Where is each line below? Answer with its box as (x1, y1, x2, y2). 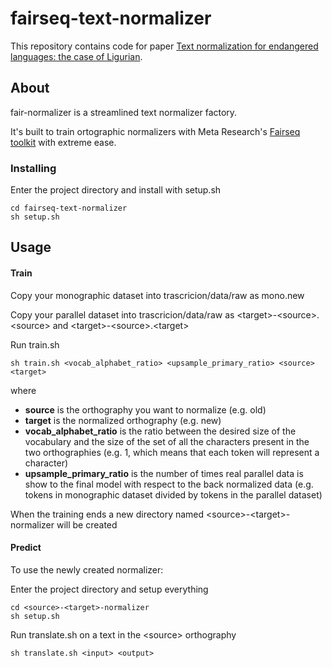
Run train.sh (10, 338, 60, 351)
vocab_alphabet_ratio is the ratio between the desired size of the (24, 425, 297, 437)
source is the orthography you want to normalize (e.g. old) (24, 403, 267, 416)
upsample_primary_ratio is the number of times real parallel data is (24, 467, 304, 479)
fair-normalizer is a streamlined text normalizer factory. (10, 106, 238, 118)
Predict (10, 542, 42, 554)
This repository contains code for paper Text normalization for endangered (10, 40, 319, 52)
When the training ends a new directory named (10, 508, 205, 520)
